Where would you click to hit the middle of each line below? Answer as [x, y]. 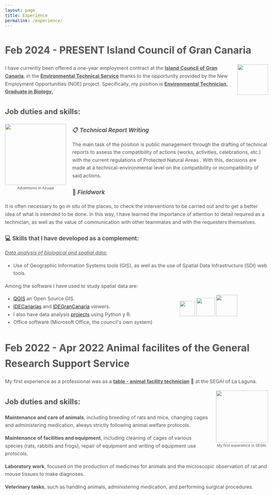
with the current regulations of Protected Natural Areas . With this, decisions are [164, 160]
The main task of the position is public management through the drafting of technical [170, 144]
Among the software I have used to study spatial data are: [72, 286]
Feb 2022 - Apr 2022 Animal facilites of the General [127, 348]
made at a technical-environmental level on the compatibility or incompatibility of [165, 168]
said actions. [87, 176]
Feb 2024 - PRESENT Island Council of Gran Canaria [128, 50]
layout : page [20, 10]
